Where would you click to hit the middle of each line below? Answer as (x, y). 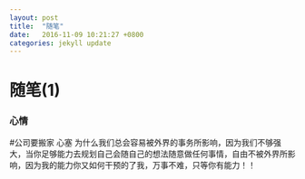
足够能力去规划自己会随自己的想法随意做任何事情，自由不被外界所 (164, 154)
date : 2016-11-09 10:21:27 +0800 (77, 34)
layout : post (34, 18)
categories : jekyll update (60, 43)
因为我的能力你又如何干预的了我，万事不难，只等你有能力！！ (140, 165)
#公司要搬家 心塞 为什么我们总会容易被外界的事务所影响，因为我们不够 (142, 142)
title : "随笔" (37, 26)
